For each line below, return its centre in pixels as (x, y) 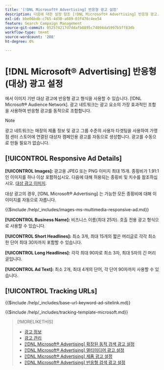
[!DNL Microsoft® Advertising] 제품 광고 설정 (68, 356)
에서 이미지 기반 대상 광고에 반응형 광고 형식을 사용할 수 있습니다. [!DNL (73, 98)
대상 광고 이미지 (30, 183)
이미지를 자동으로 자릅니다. (31, 199)
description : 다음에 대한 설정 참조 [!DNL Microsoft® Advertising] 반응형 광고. (82, 14)
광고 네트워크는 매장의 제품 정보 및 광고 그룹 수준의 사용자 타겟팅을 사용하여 (77, 130)
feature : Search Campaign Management (44, 23)
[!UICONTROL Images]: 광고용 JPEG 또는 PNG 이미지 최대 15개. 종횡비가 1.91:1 (82, 171)
